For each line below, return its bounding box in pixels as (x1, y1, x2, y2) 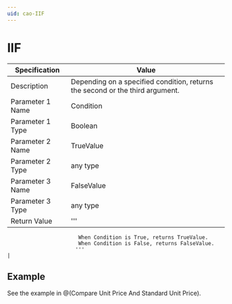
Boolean (70, 120, 98, 130)
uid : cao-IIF (7, 10, 45, 17)
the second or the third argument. (70, 85, 180, 95)
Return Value (10, 216, 52, 226)
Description (10, 81, 48, 91)
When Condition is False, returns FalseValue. (78, 240, 215, 247)
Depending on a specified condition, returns (70, 77, 214, 87)
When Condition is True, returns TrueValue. (78, 233, 209, 241)
